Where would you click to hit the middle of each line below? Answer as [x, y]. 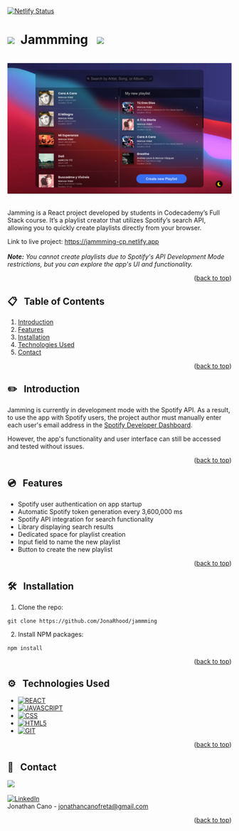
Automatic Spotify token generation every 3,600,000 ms [100, 511]
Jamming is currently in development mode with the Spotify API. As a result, [119, 409]
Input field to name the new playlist [69, 542]
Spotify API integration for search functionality [86, 519]
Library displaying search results [65, 527]
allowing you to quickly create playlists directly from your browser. [105, 228]
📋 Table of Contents [56, 301]
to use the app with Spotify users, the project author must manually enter [115, 417]
